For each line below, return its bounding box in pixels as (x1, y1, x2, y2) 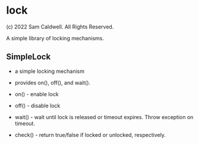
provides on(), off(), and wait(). (14, 79, 91, 86)
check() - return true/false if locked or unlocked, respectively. (14, 131, 166, 138)
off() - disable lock (14, 102, 61, 109)
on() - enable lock (14, 90, 59, 98)
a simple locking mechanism (14, 68, 85, 75)
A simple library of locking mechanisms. (6, 34, 104, 41)
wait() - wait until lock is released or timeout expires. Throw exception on (14, 113, 194, 120)
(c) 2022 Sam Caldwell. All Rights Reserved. (6, 23, 114, 30)
